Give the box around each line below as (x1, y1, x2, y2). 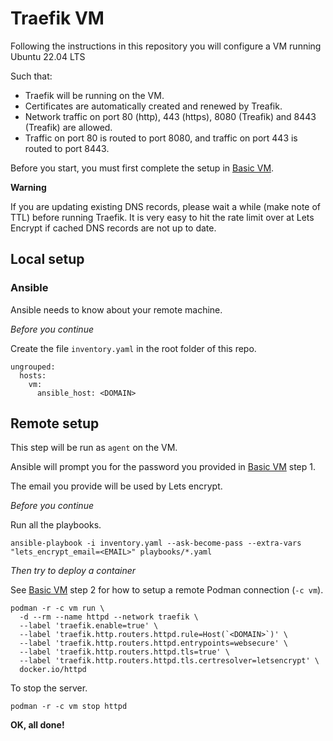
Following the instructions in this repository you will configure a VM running (10, 40, 322, 52)
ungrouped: (10, 362, 56, 372)
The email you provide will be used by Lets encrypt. (10, 480, 223, 492)
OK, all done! (10, 719, 65, 731)
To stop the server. (10, 682, 88, 694)
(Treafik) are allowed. (24, 121, 113, 133)
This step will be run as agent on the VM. (10, 442, 178, 454)
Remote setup (10, 415, 100, 432)
